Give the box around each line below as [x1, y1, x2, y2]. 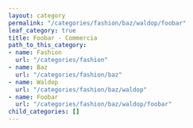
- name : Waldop [8, 78, 59, 86]
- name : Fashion [8, 48, 62, 56]
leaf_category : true [8, 26, 77, 34]
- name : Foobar [8, 93, 59, 101]
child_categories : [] [8, 108, 80, 116]
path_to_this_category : [8, 41, 87, 49]
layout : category [8, 11, 66, 20]
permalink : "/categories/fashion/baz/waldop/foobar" [8, 19, 187, 27]
